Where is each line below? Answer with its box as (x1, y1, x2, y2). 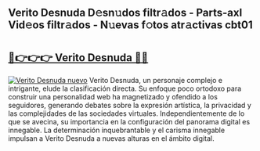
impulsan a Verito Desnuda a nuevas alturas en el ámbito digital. (8, 134, 215, 143)
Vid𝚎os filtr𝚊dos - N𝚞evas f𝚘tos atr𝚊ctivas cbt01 (8, 19, 253, 32)
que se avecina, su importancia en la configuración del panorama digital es (8, 117, 251, 126)
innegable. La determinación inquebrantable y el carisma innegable (8, 125, 226, 135)
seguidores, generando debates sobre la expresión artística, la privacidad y (8, 101, 252, 110)
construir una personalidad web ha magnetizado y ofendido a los (8, 92, 218, 101)
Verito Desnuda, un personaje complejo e (88, 76, 223, 84)
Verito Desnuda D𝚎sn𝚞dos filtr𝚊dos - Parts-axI (8, 6, 243, 20)
